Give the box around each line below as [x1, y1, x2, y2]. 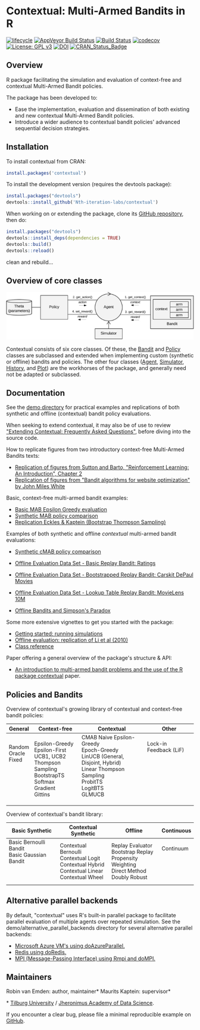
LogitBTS [81, 785, 104, 792]
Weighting [111, 861, 137, 868]
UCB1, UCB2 [34, 753, 67, 760]
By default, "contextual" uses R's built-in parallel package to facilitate [6, 911, 177, 918]
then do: [6, 217, 27, 224]
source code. [6, 434, 39, 442]
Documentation [6, 388, 65, 398]
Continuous [161, 827, 192, 834]
